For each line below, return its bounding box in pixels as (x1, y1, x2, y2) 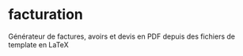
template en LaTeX (8, 39, 69, 49)
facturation (8, 6, 83, 24)
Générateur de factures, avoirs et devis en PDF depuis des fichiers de (8, 32, 236, 41)
